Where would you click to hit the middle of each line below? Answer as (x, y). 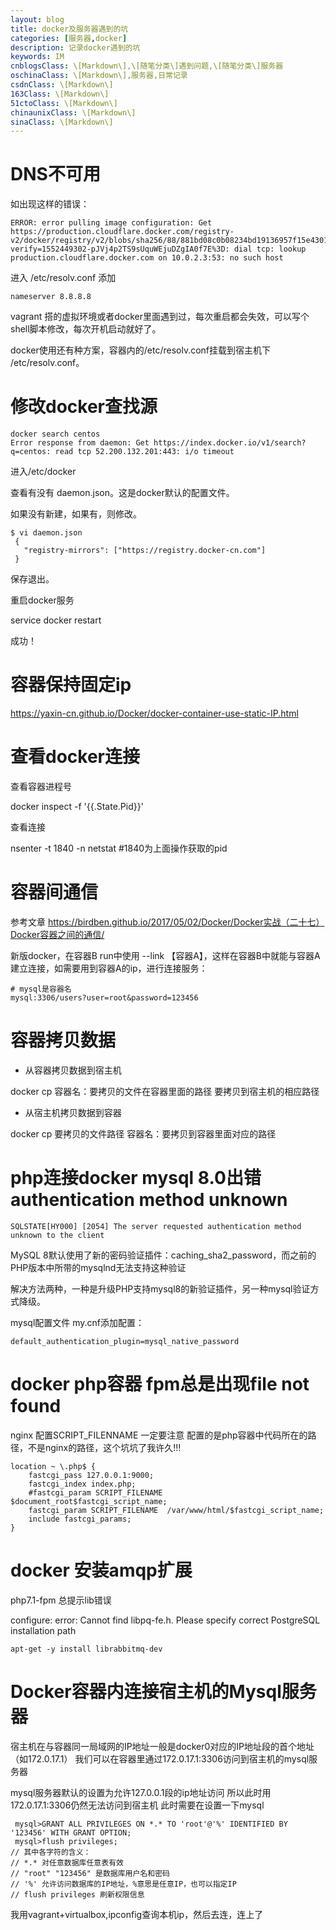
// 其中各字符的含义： (51, 1852)
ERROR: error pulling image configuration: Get (111, 223)
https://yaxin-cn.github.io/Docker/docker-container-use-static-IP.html (154, 713)
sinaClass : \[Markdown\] (62, 122)
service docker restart (56, 620)
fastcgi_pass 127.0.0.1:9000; (91, 1475)
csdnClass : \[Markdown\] (62, 85)
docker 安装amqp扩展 (101, 1570)
